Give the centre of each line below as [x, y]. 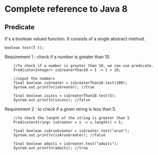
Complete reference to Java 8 [66, 9]
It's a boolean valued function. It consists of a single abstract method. [75, 39]
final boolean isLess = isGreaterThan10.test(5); [65, 96]
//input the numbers [34, 79]
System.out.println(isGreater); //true [54, 87]
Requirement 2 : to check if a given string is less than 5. [60, 109]
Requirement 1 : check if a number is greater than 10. [57, 57]
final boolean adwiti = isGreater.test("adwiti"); [66, 144]
